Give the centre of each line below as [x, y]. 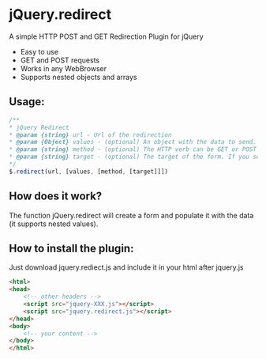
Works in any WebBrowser [64, 68]
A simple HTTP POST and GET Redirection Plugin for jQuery [106, 36]
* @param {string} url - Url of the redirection [90, 135]
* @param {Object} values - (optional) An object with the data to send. [133, 142]
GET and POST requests [60, 60]
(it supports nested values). [54, 224]
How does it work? [56, 197]
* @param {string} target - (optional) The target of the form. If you [129, 157]
